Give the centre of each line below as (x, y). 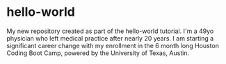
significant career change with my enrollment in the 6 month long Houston (113, 45)
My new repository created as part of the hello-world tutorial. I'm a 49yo (110, 31)
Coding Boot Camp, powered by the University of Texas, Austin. (98, 53)
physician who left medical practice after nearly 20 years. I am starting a (110, 38)
